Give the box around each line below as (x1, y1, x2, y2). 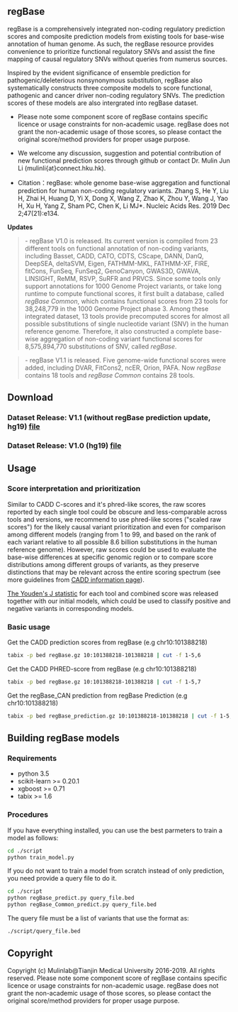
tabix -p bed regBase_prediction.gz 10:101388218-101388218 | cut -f (7, 713, 217, 720)
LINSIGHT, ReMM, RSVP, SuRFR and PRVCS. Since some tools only (24, 274, 221, 282)
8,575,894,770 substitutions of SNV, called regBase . (24, 342, 177, 351)
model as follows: (7, 833, 59, 842)
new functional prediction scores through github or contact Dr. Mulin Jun (17, 156, 230, 165)
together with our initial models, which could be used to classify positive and (7, 596, 231, 605)
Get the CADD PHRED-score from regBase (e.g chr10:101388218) (7, 664, 197, 673)
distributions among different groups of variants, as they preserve (7, 560, 200, 568)
